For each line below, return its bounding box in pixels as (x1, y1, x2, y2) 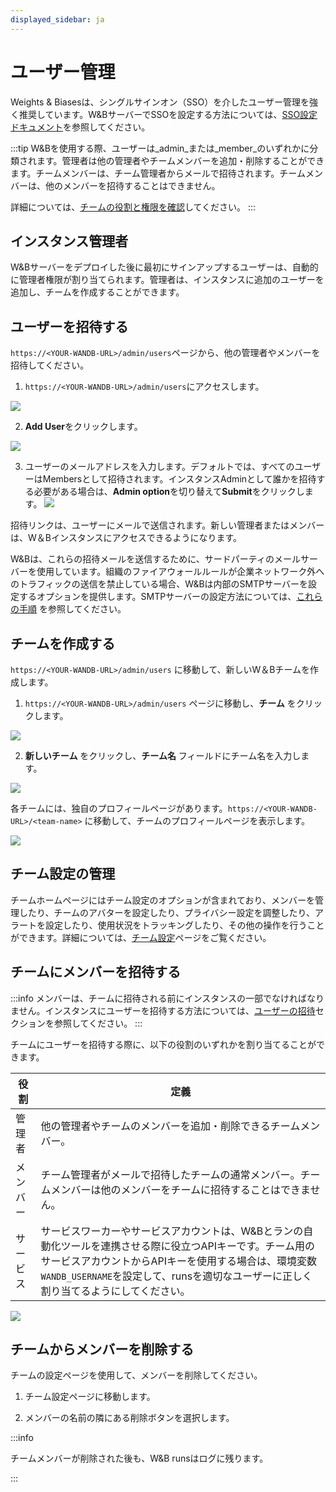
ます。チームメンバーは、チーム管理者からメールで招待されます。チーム (10, 167, 306, 179)
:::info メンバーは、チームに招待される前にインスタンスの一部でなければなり (10, 992, 325, 1004)
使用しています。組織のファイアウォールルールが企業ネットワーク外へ (36, 566, 325, 578)
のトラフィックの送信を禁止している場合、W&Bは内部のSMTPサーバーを (10, 578, 309, 590)
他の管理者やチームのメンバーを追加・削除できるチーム (40, 1119, 301, 1133)
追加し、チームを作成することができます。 (10, 286, 185, 298)
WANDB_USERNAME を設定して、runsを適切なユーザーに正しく (40, 1269, 313, 1283)
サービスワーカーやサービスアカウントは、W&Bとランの (40, 1224, 304, 1238)
